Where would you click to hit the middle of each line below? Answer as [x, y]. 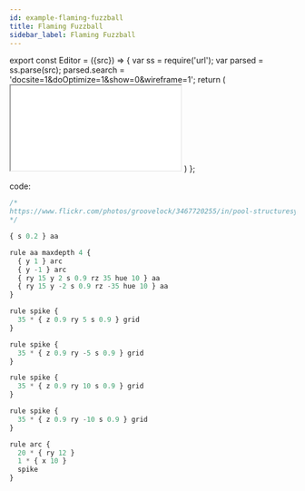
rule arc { [30, 444]
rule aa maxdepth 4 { [50, 252]
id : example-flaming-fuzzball [67, 18]
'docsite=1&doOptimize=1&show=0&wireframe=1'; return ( [118, 80]
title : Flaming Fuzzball [56, 26]
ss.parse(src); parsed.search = [67, 70]
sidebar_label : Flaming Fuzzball [73, 34]
